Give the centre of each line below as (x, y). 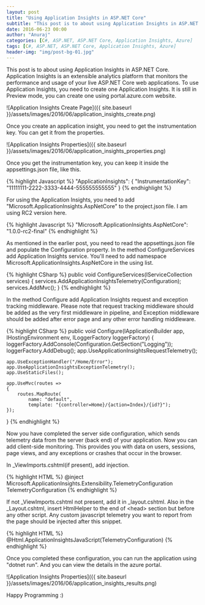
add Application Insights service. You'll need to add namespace (87, 256)
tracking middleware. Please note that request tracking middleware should (100, 306)
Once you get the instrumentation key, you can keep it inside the (88, 163)
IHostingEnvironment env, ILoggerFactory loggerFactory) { (80, 337)
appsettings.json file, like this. (44, 169)
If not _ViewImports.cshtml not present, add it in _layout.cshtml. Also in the (100, 502)
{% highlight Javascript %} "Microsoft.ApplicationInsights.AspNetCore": (97, 224)
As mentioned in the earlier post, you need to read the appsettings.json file (100, 243)
